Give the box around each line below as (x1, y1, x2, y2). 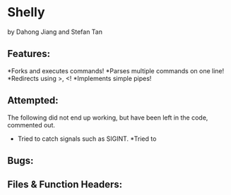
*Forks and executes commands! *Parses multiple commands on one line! (7, 66, 225, 75)
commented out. (7, 120, 55, 129)
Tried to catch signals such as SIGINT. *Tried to (17, 134, 157, 143)
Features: (7, 48, 51, 60)
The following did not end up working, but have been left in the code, (7, 113, 208, 122)
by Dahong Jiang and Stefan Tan (7, 27, 102, 36)
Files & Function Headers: (7, 179, 123, 191)
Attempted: (7, 94, 59, 106)
